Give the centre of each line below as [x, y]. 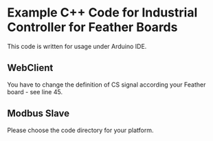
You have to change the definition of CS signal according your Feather [106, 85]
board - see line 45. [35, 91]
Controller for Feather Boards [92, 27]
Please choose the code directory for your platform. [80, 130]
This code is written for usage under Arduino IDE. [77, 46]
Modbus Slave [38, 114]
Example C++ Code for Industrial [102, 13]
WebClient [30, 68]
